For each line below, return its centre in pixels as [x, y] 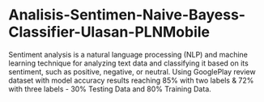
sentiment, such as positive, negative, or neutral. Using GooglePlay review [132, 71]
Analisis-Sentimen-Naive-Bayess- [127, 15]
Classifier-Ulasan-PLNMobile [109, 32]
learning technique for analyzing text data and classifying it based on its [128, 63]
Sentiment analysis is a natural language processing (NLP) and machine [128, 54]
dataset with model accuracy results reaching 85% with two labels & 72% [131, 80]
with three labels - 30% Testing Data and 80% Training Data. [110, 89]
